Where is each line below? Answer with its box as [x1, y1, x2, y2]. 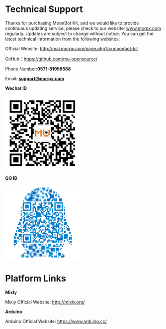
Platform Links [5, 273, 66, 284]
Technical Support [5, 3, 83, 15]
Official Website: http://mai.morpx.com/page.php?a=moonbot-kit [5, 45, 138, 51]
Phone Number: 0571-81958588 [5, 66, 71, 72]
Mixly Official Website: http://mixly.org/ [5, 299, 85, 305]
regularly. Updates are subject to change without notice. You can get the [5, 30, 154, 36]
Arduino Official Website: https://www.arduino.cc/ [5, 318, 107, 324]
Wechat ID [5, 85, 27, 91]
